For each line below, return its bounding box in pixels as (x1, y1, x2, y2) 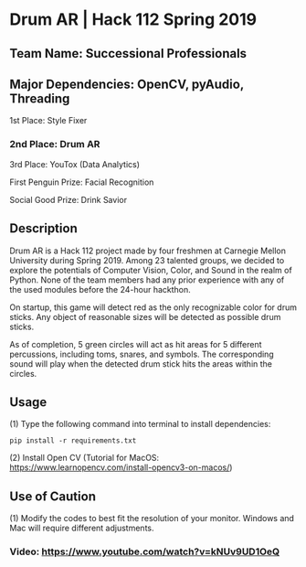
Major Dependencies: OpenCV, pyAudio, (9, 76, 245, 91)
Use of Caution (9, 488, 96, 504)
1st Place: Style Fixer (9, 115, 88, 126)
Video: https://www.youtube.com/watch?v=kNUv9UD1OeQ (9, 545, 280, 558)
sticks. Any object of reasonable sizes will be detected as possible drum (9, 311, 281, 322)
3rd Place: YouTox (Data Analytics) (9, 158, 140, 169)
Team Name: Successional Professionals (9, 46, 248, 61)
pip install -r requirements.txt (9, 436, 137, 445)
